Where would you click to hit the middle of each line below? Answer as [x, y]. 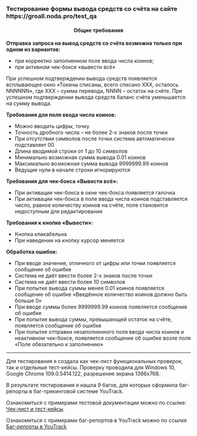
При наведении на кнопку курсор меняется [69, 240]
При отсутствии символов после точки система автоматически [94, 139]
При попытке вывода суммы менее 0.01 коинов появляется [89, 288]
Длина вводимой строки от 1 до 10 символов [71, 151]
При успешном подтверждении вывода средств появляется [81, 79]
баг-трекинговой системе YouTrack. [79, 391]
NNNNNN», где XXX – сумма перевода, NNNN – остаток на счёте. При [94, 91]
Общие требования [98, 30]
